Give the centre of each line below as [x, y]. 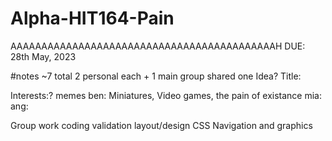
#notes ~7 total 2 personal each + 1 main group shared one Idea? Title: [156, 76]
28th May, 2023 [43, 56]
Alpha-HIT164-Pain [92, 18]
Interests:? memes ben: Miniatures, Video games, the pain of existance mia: [166, 95]
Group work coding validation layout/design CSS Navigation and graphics [161, 125]
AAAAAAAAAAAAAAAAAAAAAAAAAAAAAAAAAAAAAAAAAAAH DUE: [158, 46]
